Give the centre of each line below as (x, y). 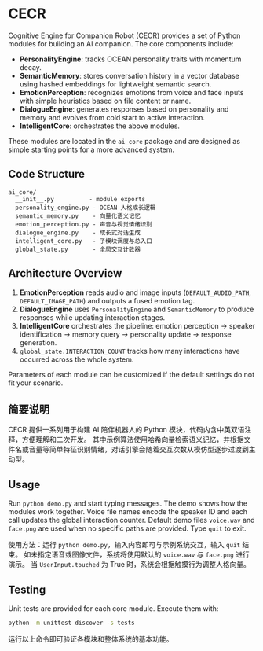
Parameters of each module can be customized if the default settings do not (131, 374)
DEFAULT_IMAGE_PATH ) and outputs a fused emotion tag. (107, 300)
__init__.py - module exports (80, 199)
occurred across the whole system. (77, 359)
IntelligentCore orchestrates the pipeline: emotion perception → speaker (137, 325)
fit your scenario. (36, 383)
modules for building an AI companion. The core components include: (121, 43)
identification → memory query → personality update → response (125, 334)
